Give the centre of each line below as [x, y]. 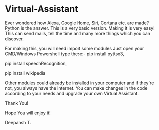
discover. [14, 39]
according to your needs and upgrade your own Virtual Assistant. [72, 93]
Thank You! [17, 103]
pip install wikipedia [25, 73]
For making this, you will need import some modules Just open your [75, 48]
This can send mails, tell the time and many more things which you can [78, 33]
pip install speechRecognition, [36, 63]
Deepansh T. [18, 122]
